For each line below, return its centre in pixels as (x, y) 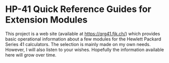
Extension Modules (46, 20)
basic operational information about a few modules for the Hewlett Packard (83, 39)
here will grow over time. (31, 55)
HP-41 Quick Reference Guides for (78, 9)
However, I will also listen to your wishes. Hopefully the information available (84, 49)
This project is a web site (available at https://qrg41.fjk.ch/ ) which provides (83, 33)
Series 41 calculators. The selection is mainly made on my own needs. (78, 44)
